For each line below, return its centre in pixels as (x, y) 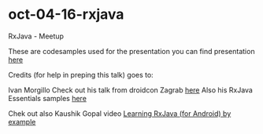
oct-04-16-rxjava (66, 14)
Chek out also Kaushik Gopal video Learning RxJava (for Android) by (120, 113)
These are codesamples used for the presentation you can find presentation (131, 51)
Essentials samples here (47, 98)
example (22, 121)
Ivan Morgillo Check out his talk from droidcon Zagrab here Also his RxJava (131, 90)
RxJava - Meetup (36, 36)
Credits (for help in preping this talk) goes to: (81, 74)
